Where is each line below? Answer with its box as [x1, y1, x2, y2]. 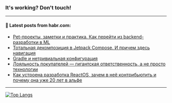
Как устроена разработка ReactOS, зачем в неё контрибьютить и [12, 71, 157, 78]
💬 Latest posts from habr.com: [5, 22, 71, 28]
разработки [12, 39, 39, 45]
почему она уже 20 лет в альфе [12, 77, 82, 83]
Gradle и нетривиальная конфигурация [12, 55, 98, 61]
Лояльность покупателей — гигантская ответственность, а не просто [12, 61, 166, 67]
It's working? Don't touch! [5, 4, 72, 11]
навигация [12, 50, 36, 56]
